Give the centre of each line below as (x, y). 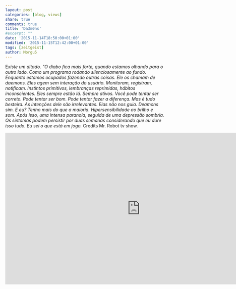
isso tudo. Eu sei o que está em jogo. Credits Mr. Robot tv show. (72, 126)
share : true (18, 19)
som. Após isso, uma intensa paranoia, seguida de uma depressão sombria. (85, 115)
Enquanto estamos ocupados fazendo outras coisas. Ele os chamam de (80, 77)
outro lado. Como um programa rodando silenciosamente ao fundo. (76, 72)
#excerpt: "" (19, 33)
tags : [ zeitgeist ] (24, 47)
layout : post (19, 10)
